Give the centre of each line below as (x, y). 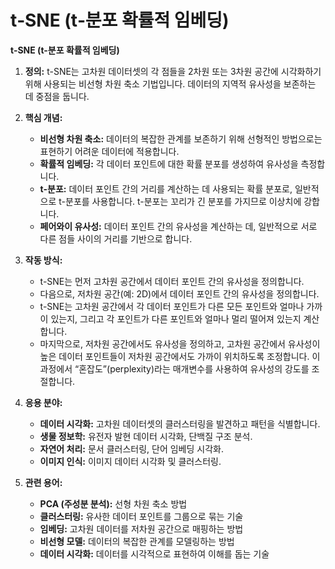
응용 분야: (43, 402)
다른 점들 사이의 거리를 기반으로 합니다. (116, 238)
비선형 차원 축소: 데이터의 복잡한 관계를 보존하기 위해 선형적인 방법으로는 (181, 138)
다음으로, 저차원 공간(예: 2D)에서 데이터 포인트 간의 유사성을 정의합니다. (179, 293)
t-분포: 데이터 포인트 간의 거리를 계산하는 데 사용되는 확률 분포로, (166, 188)
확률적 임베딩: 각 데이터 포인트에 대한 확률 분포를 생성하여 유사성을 (169, 163)
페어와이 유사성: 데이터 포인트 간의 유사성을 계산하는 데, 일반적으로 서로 (178, 226)
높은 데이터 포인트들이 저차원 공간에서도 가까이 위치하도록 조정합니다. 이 (180, 356)
